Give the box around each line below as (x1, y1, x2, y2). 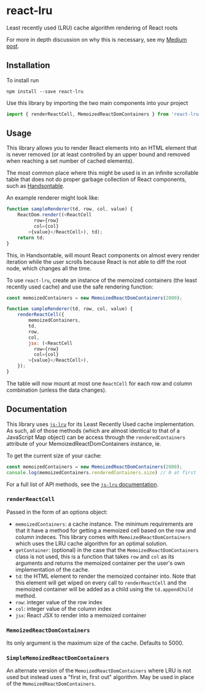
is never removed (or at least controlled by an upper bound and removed (6, 151, 190, 158)
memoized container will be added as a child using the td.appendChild (15, 585, 193, 593)
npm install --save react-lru (6, 88, 84, 95)
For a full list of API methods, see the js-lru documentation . (6, 480, 159, 488)
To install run (6, 76, 39, 84)
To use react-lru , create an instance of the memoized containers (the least (6, 276, 198, 284)
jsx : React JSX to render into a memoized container (15, 612, 147, 619)
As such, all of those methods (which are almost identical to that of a (6, 427, 180, 434)
